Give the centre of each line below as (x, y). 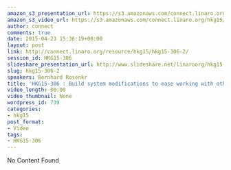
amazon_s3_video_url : (38, 20)
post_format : (26, 122)
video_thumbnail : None (40, 97)
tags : (15, 134)
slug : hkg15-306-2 (33, 71)
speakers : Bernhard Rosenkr (47, 77)
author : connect (30, 26)
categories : (24, 109)
